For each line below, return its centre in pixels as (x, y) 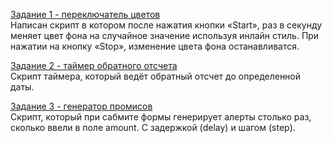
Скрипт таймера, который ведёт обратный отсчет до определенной (156, 76)
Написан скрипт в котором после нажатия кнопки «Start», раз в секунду (166, 25)
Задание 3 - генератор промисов (81, 106)
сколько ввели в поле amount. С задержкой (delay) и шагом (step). (153, 127)
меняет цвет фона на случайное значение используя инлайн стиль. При (165, 35)
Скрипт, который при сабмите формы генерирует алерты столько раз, (161, 117)
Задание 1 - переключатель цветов (85, 14)
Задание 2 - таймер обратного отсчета (94, 65)
